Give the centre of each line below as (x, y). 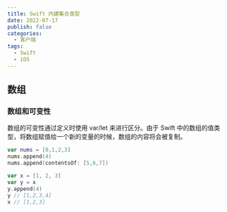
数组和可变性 (29, 112)
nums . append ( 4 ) (30, 157)
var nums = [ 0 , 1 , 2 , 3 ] (39, 150)
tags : (15, 46)
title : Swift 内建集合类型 (44, 14)
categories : (25, 33)
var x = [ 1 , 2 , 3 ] (34, 176)
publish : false (30, 27)
